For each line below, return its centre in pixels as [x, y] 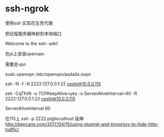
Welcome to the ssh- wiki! [32, 43]
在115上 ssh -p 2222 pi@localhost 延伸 [44, 118]
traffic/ [12, 129]
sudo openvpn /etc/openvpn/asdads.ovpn [48, 74]
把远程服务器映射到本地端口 [33, 33]
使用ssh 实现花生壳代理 [29, 23]
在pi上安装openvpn [25, 54]
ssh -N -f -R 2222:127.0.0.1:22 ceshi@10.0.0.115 [53, 84]
